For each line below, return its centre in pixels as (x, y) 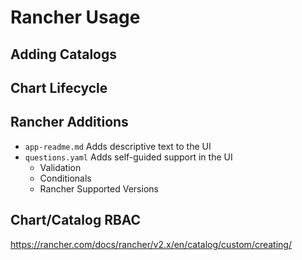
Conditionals (65, 178)
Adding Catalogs (63, 54)
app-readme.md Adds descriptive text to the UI (118, 146)
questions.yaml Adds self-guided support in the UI (128, 157)
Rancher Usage (75, 17)
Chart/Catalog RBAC (76, 220)
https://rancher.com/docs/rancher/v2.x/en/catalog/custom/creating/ (151, 244)
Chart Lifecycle (59, 87)
